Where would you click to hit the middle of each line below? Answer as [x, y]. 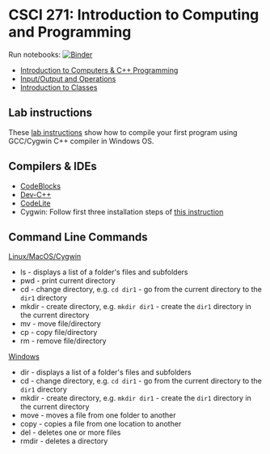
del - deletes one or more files [70, 433]
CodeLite [35, 203]
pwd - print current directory [67, 281]
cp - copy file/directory [59, 333]
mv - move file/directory [60, 324]
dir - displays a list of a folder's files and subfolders [105, 372]
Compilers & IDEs [53, 166]
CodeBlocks [40, 186]
